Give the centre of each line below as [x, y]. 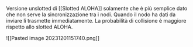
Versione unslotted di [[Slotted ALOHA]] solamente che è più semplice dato [97, 8]
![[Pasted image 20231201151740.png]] [53, 38]
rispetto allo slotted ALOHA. [39, 27]
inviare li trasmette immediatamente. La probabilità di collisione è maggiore [96, 21]
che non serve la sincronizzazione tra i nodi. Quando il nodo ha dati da [91, 15]
